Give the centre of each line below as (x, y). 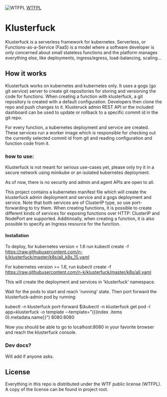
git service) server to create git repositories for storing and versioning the (81, 91)
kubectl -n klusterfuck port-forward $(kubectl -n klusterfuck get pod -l (78, 307)
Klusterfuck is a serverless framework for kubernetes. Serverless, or (76, 42)
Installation (17, 235)
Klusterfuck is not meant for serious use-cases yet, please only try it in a (80, 167)
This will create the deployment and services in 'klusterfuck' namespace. (80, 282)
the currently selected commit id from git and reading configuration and (79, 138)
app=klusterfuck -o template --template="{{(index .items (64, 312)
